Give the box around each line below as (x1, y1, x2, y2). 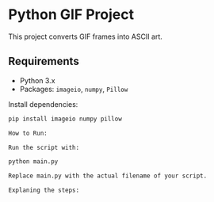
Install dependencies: (8, 99, 78, 109)
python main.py (8, 158, 59, 166)
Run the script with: (8, 143, 80, 151)
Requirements (8, 55, 79, 68)
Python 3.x (19, 75, 55, 85)
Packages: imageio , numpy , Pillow (19, 84, 128, 93)
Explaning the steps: (8, 186, 80, 195)
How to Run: (8, 129, 48, 137)
